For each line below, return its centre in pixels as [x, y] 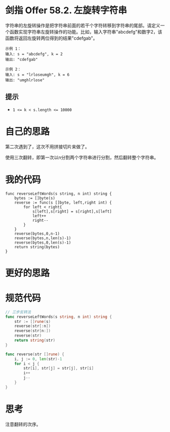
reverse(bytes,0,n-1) [37, 234]
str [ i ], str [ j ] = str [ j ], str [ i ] [59, 369]
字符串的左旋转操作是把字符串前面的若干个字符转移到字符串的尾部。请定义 [83, 25]
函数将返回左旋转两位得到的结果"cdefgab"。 [51, 38]
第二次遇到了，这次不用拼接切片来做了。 [47, 146]
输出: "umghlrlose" [25, 80]
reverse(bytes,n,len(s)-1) [43, 238]
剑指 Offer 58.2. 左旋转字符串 [66, 10]
